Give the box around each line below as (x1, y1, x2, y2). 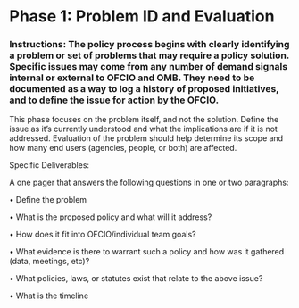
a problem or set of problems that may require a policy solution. (9, 49, 290, 62)
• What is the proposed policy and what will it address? (9, 212, 212, 222)
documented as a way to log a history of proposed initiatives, (9, 83, 279, 96)
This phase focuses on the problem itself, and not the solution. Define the (9, 114, 279, 125)
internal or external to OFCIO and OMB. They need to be (9, 71, 255, 84)
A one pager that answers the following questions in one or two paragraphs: (9, 177, 289, 188)
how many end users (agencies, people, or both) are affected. (9, 143, 237, 154)
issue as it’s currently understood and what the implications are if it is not (9, 123, 278, 135)
